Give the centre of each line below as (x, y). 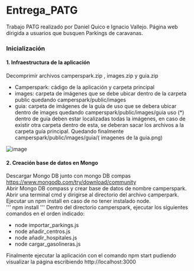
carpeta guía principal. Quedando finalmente (69, 132)
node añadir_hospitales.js (46, 238)
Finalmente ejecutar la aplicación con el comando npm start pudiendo (91, 256)
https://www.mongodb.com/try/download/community (71, 182)
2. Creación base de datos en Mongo (52, 162)
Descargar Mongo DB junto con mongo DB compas (69, 176)
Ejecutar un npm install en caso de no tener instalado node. (78, 201)
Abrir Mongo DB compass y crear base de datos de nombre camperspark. (96, 189)
